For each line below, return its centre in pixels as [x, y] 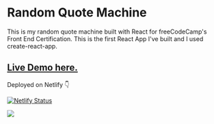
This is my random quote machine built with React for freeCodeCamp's [107, 32]
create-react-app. [32, 46]
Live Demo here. [43, 67]
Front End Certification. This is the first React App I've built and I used [105, 38]
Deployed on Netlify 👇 [38, 84]
